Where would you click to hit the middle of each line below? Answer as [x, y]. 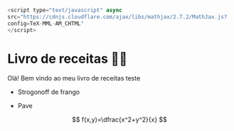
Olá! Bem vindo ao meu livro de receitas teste [74, 78]
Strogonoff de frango [49, 92]
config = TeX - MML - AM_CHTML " [46, 23]
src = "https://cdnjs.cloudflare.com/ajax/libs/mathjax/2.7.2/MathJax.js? [117, 17]
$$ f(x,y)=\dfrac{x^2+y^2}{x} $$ [119, 120]
